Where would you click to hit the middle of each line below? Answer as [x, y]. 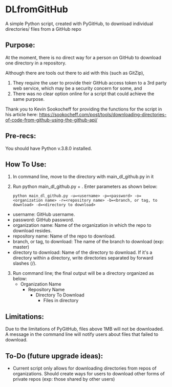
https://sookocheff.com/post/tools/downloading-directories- [103, 114]
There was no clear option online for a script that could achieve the [83, 94]
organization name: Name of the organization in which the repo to [82, 225]
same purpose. [29, 99]
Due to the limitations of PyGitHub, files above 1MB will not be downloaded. [85, 329]
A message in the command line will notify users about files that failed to [82, 334]
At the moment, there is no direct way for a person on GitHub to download [83, 57]
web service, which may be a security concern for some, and [77, 88]
